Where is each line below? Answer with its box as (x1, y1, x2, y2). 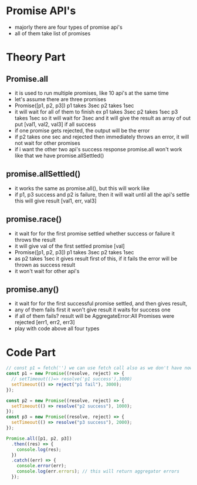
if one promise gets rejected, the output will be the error (14, 127, 150, 134)
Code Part (6, 346, 56, 359)
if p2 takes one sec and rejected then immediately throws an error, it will (14, 133, 189, 140)
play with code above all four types (14, 325, 100, 332)
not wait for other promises (14, 139, 80, 147)
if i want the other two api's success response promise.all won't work (14, 145, 183, 152)
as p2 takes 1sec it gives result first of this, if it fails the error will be (14, 255, 178, 262)
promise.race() (6, 214, 62, 224)
